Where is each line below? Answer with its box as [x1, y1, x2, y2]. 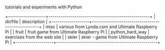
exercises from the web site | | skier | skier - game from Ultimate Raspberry [5, 34, 159, 40]
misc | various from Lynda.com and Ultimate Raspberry [45, 24, 158, 30]
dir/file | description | [5, 19, 48, 24]
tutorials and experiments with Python [5, 4, 82, 10]
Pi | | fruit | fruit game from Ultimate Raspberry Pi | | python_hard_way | [5, 29, 149, 34]
